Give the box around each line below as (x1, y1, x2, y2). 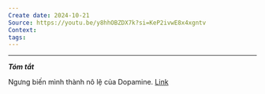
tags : (8, 33, 26, 42)
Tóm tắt (8, 62, 35, 71)
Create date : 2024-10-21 (8, 11, 90, 20)
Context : (8, 26, 37, 34)
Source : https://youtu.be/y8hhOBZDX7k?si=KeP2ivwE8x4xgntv (8, 19, 207, 27)
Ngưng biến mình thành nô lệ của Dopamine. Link (8, 78, 169, 87)
